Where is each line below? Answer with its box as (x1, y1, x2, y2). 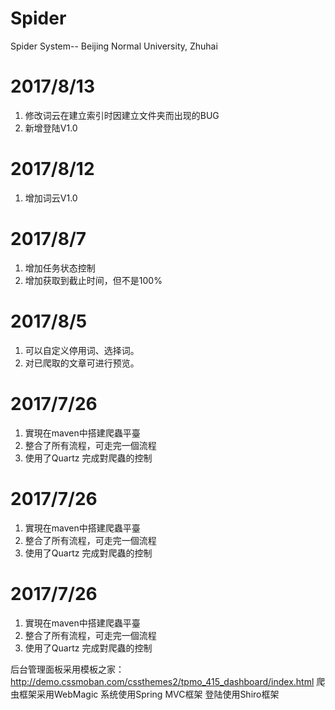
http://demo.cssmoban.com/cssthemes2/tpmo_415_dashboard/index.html (10, 675, 315, 687)
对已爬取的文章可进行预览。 (24, 357, 140, 369)
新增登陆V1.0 (24, 122, 78, 134)
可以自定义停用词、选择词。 (24, 344, 140, 356)
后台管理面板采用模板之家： (10, 663, 125, 675)
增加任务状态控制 (24, 262, 96, 274)
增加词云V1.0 (24, 192, 78, 204)
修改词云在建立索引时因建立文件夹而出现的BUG (24, 109, 220, 121)
